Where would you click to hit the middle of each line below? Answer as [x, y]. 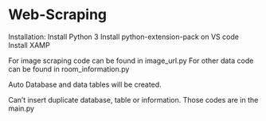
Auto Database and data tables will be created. [85, 84]
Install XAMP [29, 45]
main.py [21, 108]
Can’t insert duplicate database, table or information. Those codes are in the [133, 100]
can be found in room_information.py [69, 68]
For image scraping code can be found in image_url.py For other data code [131, 60]
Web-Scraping [58, 15]
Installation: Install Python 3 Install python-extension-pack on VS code [123, 37]
